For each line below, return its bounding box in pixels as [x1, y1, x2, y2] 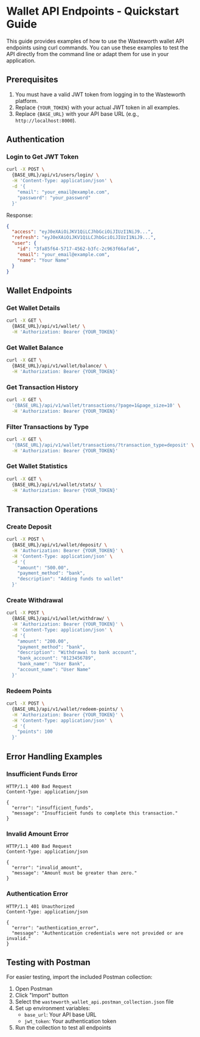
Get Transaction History [6, 383, 79, 391]
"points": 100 [17, 729, 53, 735]
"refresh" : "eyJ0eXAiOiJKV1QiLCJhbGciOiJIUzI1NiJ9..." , [12, 235, 156, 241]
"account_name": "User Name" [17, 666, 91, 673]
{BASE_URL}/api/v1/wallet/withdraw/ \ [12, 616, 111, 622]
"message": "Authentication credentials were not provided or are [12, 930, 184, 936]
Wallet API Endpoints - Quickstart [6, 4, 179, 18]
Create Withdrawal [6, 596, 63, 604]
